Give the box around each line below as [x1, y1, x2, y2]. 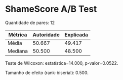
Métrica [8, 31, 27, 38]
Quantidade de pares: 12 [5, 20, 55, 26]
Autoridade [32, 31, 60, 38]
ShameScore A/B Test [5, 3, 97, 15]
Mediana [7, 48, 28, 54]
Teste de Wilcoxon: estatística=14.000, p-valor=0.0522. [5, 60, 119, 66]
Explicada [64, 31, 88, 38]
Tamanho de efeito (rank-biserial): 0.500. [5, 70, 89, 76]
